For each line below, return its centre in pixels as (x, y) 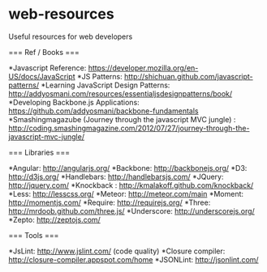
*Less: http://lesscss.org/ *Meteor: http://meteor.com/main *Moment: (126, 193)
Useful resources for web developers (71, 36)
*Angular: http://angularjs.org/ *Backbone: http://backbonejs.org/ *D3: (128, 168)
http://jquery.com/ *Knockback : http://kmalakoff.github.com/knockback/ (131, 185)
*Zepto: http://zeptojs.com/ (55, 219)
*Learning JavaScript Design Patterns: (105, 85)
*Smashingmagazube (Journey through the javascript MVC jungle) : (122, 119)
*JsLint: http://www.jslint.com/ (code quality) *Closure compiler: (117, 251)
